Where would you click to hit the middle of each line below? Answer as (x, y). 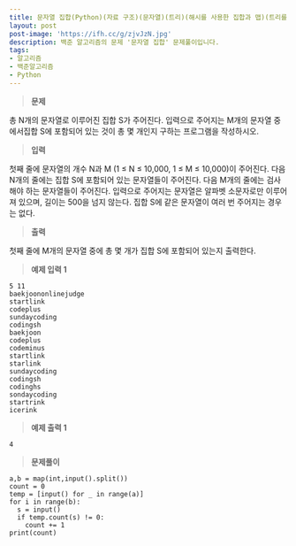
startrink (27, 402)
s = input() (39, 510)
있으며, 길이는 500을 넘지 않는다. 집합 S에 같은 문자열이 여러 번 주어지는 (142, 202)
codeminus (27, 348)
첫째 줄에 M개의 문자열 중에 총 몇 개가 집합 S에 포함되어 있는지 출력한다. (133, 250)
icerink (23, 410)
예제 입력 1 (49, 269)
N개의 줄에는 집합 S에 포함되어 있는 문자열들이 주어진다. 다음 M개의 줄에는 (137, 180)
